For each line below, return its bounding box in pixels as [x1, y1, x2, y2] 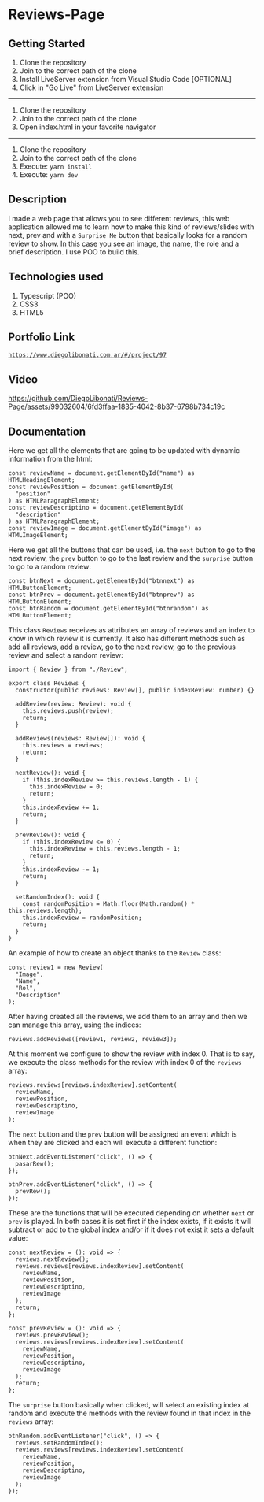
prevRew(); [15, 1188, 51, 1196]
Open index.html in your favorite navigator [19, 122, 156, 132]
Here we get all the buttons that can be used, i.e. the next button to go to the [8, 545, 256, 554]
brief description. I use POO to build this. [8, 247, 140, 257]
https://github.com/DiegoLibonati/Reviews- [8, 394, 148, 403]
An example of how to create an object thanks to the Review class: [8, 948, 222, 958]
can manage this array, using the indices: [8, 1020, 141, 1029]
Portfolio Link [8, 331, 75, 344]
